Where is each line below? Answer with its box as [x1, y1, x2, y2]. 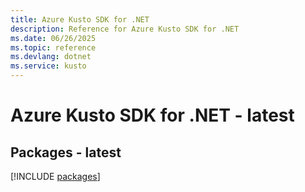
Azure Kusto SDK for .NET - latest [10, 104, 295, 127]
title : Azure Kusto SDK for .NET [10, 14, 150, 25]
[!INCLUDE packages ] [10, 171, 101, 182]
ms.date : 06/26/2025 [10, 33, 97, 43]
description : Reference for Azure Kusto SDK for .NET [10, 24, 240, 34]
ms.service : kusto [10, 61, 87, 71]
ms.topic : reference [10, 42, 97, 53]
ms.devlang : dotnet [10, 52, 92, 62]
